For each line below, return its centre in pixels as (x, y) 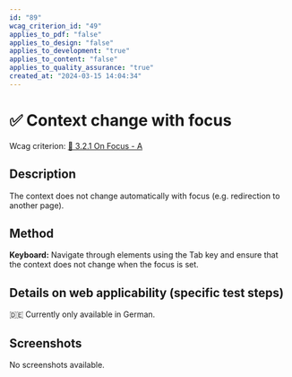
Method (32, 233)
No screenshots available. (57, 364)
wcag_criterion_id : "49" (56, 26)
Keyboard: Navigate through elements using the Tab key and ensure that (144, 255)
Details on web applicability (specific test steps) (146, 293)
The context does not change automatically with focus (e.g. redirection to (145, 196)
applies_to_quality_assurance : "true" (82, 68)
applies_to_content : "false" (64, 59)
